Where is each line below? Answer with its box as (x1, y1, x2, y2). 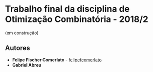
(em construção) (5, 30, 39, 36)
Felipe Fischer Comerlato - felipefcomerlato (12, 57, 102, 63)
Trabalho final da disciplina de (5, 3, 130, 15)
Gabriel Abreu (12, 62, 42, 68)
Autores (5, 44, 30, 52)
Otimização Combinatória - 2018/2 (5, 14, 149, 25)
